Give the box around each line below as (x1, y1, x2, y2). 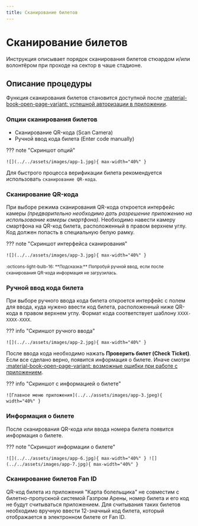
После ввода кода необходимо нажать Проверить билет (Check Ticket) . (6, 350, 191, 357)
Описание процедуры (6, 79, 92, 89)
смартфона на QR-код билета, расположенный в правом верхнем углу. (6, 222, 187, 229)
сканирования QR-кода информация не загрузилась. (6, 270, 118, 276)
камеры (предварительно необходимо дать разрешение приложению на (6, 210, 192, 217)
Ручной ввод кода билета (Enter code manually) (14, 135, 135, 142)
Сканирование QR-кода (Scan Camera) (14, 129, 113, 136)
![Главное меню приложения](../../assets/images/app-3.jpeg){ (6, 392, 163, 398)
